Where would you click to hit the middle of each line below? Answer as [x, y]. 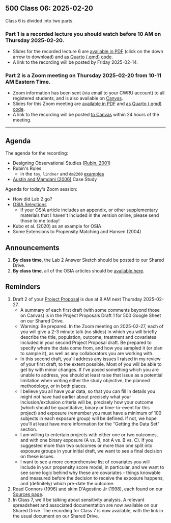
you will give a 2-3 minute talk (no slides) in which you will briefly [89, 332]
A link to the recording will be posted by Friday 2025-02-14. [75, 62]
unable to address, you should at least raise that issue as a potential [91, 375]
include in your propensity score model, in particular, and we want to [92, 467]
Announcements [32, 248]
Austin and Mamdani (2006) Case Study [55, 179]
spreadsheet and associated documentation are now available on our [85, 505]
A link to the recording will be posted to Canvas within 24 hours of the [86, 115]
